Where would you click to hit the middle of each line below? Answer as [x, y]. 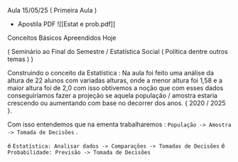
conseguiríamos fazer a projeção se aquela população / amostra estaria [113, 96]
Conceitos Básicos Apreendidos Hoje [62, 38]
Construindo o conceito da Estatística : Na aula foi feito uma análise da [111, 73]
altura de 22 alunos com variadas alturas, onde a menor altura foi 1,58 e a [115, 80]
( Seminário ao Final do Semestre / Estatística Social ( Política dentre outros [118, 52]
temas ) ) [21, 59]
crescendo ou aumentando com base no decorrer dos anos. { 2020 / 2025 [117, 103]
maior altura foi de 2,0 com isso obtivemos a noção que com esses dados [115, 88]
